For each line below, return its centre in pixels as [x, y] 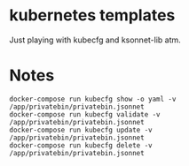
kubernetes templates [92, 15]
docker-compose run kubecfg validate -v [85, 114]
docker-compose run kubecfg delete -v [81, 145]
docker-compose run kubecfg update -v [81, 130]
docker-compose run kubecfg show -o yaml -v [93, 99]
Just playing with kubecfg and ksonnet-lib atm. [95, 40]
